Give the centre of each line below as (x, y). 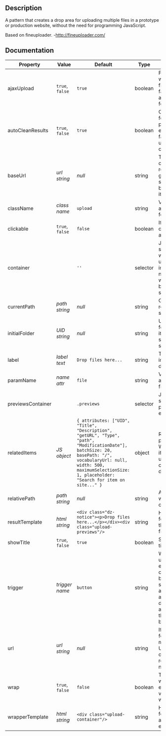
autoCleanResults (28, 130)
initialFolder (21, 333)
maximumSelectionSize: (103, 470)
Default (104, 64)
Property (30, 64)
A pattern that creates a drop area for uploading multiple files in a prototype (82, 20)
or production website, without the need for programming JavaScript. (76, 25)
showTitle (19, 542)
